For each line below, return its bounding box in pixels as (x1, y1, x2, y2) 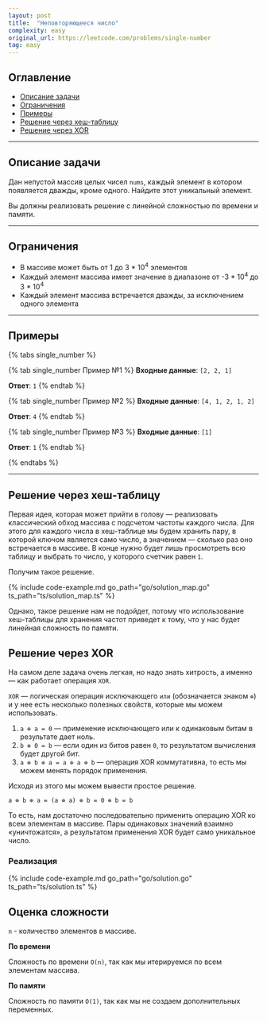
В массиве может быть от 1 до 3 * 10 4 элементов (19, 261, 188, 272)
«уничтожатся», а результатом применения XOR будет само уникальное (8, 827, 256, 837)
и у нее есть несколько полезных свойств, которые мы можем (8, 699, 222, 709)
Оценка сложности (8, 905, 110, 919)
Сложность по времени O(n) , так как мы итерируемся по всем (8, 957, 222, 966)
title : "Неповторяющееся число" (8, 19, 119, 27)
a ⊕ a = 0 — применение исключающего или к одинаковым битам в (19, 723, 253, 733)
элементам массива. (8, 966, 80, 975)
